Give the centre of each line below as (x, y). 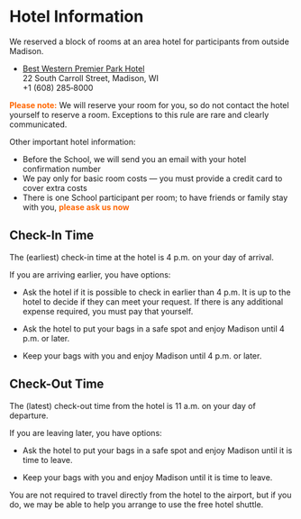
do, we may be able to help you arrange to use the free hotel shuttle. (137, 504)
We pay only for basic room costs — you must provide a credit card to (152, 178)
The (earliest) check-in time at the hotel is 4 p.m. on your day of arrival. (142, 257)
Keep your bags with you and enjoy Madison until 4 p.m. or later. (142, 355)
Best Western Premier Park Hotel (83, 68)
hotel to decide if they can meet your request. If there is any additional (153, 301)
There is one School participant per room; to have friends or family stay (155, 197)
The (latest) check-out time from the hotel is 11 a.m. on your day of (133, 405)
